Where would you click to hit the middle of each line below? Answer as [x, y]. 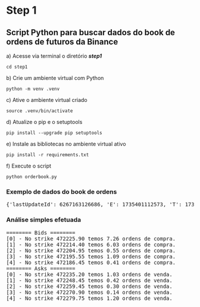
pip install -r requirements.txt [48, 155]
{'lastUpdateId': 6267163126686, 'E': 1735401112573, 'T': [94, 204]
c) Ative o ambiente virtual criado [47, 100]
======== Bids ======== [41, 232]
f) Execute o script [29, 166]
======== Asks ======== [41, 268]
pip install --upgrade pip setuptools [54, 133]
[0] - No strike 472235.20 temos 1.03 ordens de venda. [89, 274]
